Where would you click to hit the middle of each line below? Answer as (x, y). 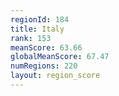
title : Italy (37, 29)
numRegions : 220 (44, 66)
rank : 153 (31, 38)
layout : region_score (55, 76)
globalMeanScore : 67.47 (60, 57)
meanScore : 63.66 (46, 47)
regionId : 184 (40, 19)
